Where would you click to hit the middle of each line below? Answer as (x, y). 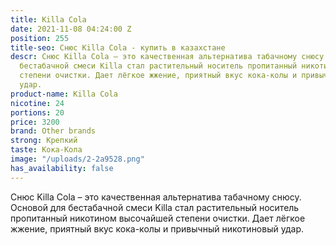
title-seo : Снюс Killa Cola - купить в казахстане (118, 47)
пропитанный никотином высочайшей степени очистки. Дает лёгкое (158, 218)
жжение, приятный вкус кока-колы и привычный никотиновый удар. (157, 228)
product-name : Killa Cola (64, 94)
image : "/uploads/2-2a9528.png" (77, 159)
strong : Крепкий (44, 141)
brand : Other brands (53, 131)
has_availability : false (62, 168)
